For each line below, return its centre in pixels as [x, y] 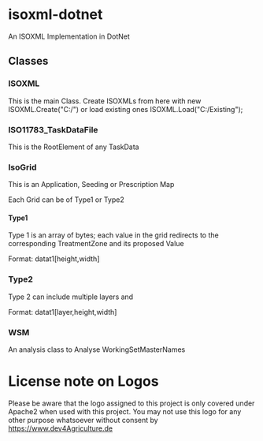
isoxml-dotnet [56, 15]
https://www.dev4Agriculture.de [61, 428]
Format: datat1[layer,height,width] [63, 312]
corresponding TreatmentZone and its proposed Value [96, 244]
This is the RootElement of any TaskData [74, 147]
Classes [28, 61]
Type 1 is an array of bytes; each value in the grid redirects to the [113, 235]
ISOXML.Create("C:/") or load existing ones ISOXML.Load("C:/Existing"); [126, 109]
